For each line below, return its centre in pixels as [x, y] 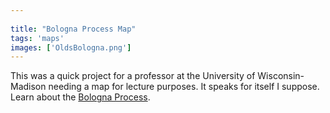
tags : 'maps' [37, 38]
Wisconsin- [281, 76]
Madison [28, 87]
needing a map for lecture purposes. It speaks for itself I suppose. [184, 87]
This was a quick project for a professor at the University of [133, 76]
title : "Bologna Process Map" [73, 29]
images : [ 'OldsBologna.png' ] [71, 47]
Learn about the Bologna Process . [80, 97]
